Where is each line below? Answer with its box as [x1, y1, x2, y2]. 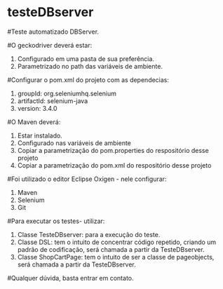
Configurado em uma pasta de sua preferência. [17, 54, 154, 63]
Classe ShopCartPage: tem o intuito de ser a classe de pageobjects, [17, 253, 215, 261]
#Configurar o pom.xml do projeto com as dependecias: [7, 75, 170, 84]
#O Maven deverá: [7, 117, 61, 126]
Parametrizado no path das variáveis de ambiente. [17, 62, 163, 70]
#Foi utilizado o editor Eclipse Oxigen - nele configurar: [7, 175, 167, 183]
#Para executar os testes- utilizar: [7, 217, 105, 225]
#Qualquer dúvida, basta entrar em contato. [7, 274, 135, 282]
